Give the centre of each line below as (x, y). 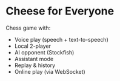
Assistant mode (34, 59)
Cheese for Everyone (60, 11)
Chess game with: (28, 28)
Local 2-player (33, 46)
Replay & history (35, 65)
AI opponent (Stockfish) (44, 52)
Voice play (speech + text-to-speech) (61, 39)
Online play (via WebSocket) (50, 71)
